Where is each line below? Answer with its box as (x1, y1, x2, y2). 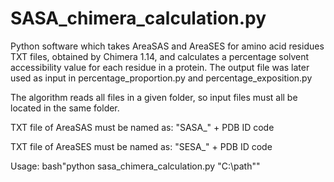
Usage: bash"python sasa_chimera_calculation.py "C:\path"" (10, 160, 261, 172)
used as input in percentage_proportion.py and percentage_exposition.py (10, 72, 313, 84)
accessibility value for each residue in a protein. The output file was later (10, 61, 310, 73)
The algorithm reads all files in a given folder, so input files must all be (10, 91, 298, 103)
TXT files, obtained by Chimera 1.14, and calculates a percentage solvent (10, 50, 310, 62)
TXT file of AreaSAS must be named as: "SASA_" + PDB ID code (10, 121, 275, 133)
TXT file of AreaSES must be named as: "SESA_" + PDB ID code (10, 140, 273, 152)
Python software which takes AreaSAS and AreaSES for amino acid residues (10, 40, 325, 52)
